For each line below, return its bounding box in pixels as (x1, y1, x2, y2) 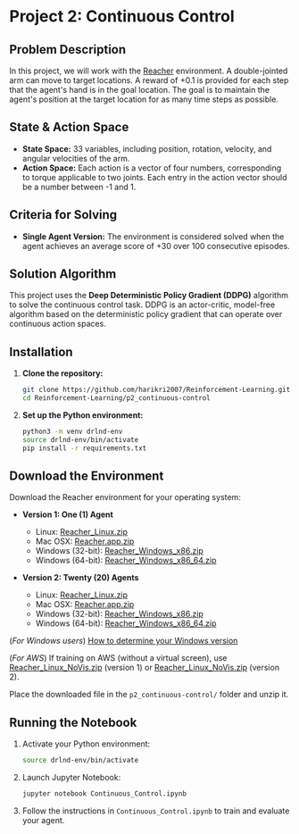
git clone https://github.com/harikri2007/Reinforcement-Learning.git (21, 386, 291, 395)
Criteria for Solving (9, 207, 118, 222)
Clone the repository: (21, 368, 104, 379)
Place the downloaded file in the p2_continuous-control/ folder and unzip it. (9, 689, 289, 700)
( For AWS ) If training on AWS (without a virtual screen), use (9, 653, 228, 663)
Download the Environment (9, 469, 164, 484)
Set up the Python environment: (21, 410, 144, 421)
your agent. (21, 815, 65, 825)
